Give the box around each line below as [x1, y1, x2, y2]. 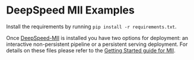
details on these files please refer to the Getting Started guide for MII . [6, 46, 176, 54]
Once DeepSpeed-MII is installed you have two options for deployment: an [6, 34, 189, 41]
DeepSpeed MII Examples [6, 4, 135, 17]
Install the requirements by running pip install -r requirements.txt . [6, 23, 177, 30]
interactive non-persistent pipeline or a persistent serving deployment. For [6, 41, 188, 48]
